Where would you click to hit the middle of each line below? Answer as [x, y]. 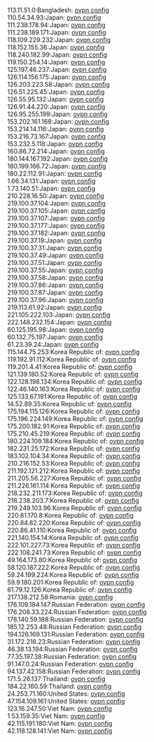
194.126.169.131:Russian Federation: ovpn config [76, 634]
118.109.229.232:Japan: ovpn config [59, 40]
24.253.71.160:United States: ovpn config [66, 694]
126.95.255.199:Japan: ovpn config [57, 114]
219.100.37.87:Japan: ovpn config [55, 292]
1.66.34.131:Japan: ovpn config [51, 181]
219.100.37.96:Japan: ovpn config [55, 300]
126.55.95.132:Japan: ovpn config [56, 99]
